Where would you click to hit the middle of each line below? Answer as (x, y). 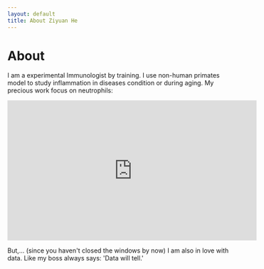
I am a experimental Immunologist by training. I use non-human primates (113, 75)
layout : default (31, 14)
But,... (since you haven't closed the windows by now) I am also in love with (118, 250)
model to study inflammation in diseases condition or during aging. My (111, 83)
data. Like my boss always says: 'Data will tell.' (75, 258)
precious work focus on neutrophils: (60, 90)
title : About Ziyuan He (43, 21)
